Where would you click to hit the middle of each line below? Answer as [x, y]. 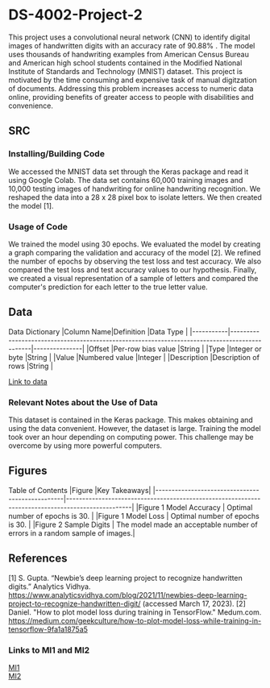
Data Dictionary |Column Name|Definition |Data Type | [98, 331]
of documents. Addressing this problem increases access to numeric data [131, 88]
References [38, 559]
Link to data [28, 381]
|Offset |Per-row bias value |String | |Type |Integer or [174, 349]
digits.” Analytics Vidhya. [50, 586]
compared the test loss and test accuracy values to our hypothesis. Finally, [133, 269]
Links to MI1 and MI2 [49, 650]
